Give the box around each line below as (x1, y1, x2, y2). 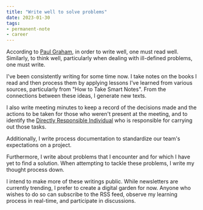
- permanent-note (6, 25, 50, 32)
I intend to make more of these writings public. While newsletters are (6, 178, 178, 185)
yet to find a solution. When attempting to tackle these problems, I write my (6, 160, 194, 167)
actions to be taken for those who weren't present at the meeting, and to (6, 110, 188, 118)
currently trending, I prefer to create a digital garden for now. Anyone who (6, 185, 191, 192)
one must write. (6, 61, 46, 69)
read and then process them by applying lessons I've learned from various (6, 80, 193, 87)
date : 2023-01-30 (6, 15, 50, 21)
